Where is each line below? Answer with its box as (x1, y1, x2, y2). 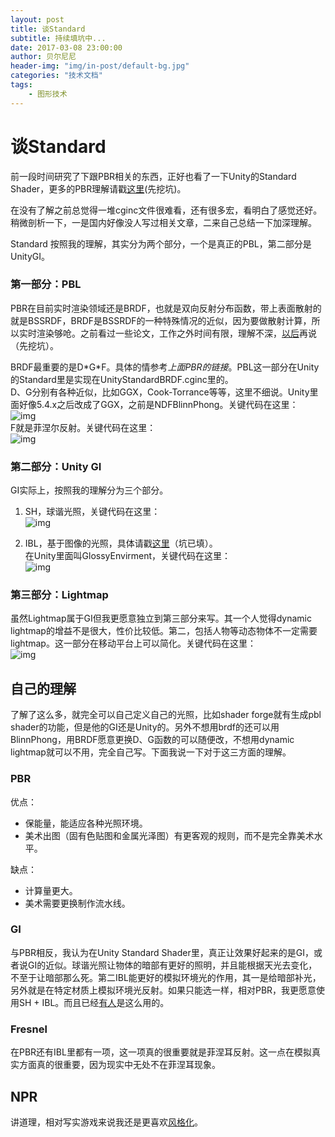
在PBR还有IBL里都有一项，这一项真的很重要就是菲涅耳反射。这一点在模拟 (10, 1046, 312, 1058)
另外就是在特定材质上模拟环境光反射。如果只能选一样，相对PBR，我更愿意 (10, 984, 317, 996)
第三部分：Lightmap (10, 588, 109, 602)
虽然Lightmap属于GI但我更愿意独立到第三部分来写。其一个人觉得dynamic (10, 612, 312, 625)
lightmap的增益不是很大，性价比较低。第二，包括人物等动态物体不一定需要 (10, 625, 318, 637)
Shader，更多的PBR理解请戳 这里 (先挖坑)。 (10, 182, 187, 195)
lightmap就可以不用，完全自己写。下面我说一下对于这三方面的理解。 (10, 746, 292, 758)
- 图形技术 (28, 89, 68, 99)
